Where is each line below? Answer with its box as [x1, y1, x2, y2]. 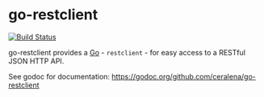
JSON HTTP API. [8, 56, 65, 66]
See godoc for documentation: [8, 71, 111, 81]
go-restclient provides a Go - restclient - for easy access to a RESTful [8, 47, 246, 57]
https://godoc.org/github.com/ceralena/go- [111, 71, 256, 81]
